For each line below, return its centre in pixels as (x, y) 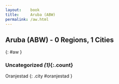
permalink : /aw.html (27, 19)
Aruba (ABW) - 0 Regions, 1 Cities (59, 40)
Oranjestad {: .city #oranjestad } (39, 76)
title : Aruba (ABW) (31, 15)
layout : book (22, 10)
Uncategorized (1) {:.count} (39, 65)
